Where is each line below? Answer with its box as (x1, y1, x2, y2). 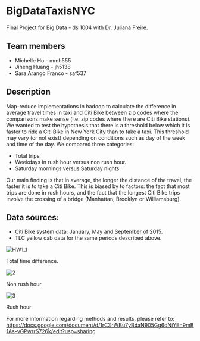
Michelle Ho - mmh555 (14, 57, 71, 64)
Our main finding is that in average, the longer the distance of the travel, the (6, 176, 192, 183)
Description (6, 87, 51, 97)
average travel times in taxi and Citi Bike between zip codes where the (6, 109, 179, 116)
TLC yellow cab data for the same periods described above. (14, 234, 162, 242)
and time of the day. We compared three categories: (6, 140, 135, 148)
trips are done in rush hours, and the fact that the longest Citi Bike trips (6, 189, 180, 196)
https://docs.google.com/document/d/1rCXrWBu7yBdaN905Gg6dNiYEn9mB (6, 321, 194, 329)
